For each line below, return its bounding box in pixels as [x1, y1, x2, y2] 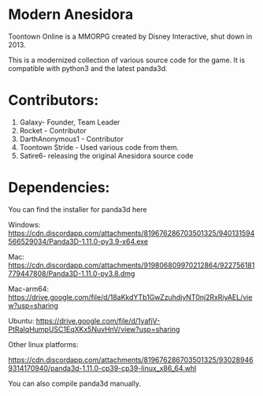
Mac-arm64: [8, 284, 50, 293]
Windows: [8, 219, 41, 230]
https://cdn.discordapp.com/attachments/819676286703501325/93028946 [8, 355, 254, 364]
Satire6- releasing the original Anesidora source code [19, 151, 194, 160]
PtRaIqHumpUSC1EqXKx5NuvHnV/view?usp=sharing [8, 324, 180, 334]
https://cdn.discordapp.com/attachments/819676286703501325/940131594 [8, 228, 255, 237]
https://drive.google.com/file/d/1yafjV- [35, 316, 161, 325]
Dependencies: [8, 179, 110, 196]
